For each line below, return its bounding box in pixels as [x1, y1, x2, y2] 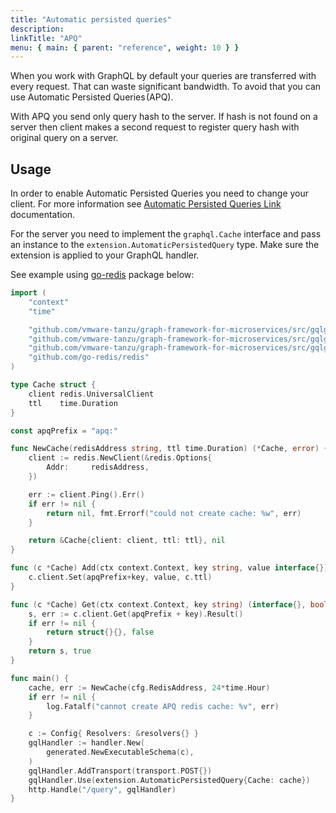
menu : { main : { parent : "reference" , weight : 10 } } [10, 42, 240, 53]
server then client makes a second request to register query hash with [10, 121, 300, 133]
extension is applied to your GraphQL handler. [10, 249, 200, 261]
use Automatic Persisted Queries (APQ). [10, 91, 174, 103]
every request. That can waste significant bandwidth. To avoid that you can [10, 81, 322, 93]
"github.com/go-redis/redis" [28, 352, 150, 363]
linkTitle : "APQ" [10, 33, 83, 43]
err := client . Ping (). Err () [28, 489, 145, 500]
